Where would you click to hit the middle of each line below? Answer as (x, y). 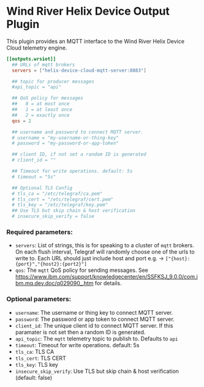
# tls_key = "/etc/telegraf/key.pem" (60, 205)
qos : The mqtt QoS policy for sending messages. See (81, 270)
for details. (108, 284)
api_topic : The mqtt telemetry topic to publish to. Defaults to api (96, 339)
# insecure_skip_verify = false (53, 216)
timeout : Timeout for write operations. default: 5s (77, 345)
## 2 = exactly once (41, 115)
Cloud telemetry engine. (37, 48)
